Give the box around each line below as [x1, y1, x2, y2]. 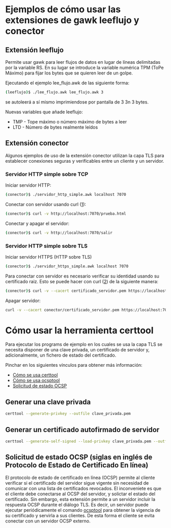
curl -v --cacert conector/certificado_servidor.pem [5, 307, 120, 312]
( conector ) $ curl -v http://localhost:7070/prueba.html [5, 211, 126, 216]
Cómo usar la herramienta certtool [5, 324, 154, 336]
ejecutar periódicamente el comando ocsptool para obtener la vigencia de [5, 507, 161, 513]
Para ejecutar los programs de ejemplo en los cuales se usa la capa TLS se [5, 341, 163, 347]
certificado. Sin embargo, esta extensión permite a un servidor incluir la [5, 496, 156, 502]
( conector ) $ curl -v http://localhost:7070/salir [5, 230, 113, 235]
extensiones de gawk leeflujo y [5, 14, 139, 26]
